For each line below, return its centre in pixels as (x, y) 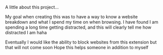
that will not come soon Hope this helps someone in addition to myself (77, 47)
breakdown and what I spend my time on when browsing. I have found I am (82, 22)
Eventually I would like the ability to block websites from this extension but (81, 42)
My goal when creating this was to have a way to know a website (71, 17)
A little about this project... (32, 7)
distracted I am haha (26, 32)
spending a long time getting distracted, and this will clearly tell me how (78, 27)
